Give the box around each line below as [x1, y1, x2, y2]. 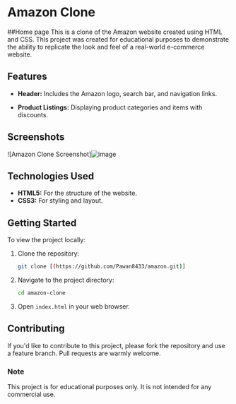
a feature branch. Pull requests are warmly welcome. [7, 349, 161, 357]
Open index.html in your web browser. [17, 302, 131, 311]
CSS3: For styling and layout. [17, 196, 103, 205]
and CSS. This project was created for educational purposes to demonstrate [7, 35, 230, 43]
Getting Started [7, 217, 77, 229]
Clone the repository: [17, 249, 80, 258]
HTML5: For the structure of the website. [17, 189, 138, 198]
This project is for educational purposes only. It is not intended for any [7, 383, 212, 391]
